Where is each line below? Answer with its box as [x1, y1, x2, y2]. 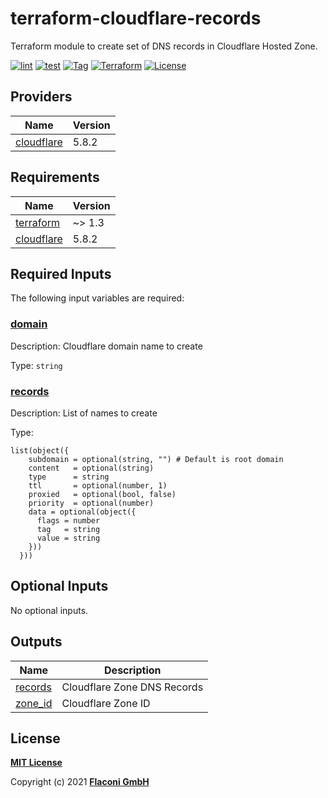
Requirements [10, 169, 100, 186]
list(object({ [10, 445, 70, 456]
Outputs [10, 633, 63, 651]
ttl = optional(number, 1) [28, 480, 168, 491]
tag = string [36, 524, 101, 534]
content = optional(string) [28, 463, 155, 473]
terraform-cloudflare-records [10, 7, 262, 30]
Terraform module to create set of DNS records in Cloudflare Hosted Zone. [10, 40, 318, 52]
